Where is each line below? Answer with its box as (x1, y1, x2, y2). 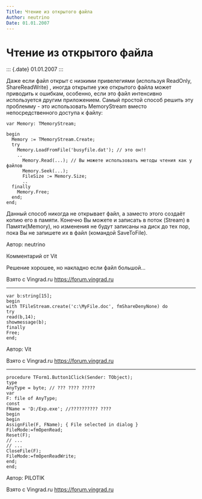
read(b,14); (6, 314, 36, 320)
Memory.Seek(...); (22, 168, 69, 174)
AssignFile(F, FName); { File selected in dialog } (6, 422, 138, 428)
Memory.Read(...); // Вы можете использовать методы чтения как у (22, 157, 192, 164)
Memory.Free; (17, 189, 50, 195)
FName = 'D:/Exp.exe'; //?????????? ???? (6, 406, 112, 412)
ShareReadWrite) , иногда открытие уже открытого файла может (6, 83, 172, 91)
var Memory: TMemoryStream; (6, 121, 77, 127)
